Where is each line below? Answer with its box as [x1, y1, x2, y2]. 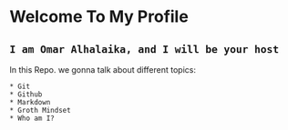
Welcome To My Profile [9, 6, 189, 27]
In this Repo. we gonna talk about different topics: [9, 65, 196, 75]
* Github [9, 90, 43, 99]
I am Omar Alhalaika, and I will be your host [9, 43, 280, 55]
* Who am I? [9, 114, 55, 123]
